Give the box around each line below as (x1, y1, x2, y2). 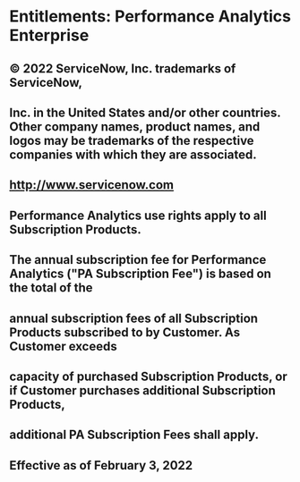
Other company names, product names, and (9, 119, 261, 134)
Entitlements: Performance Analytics (9, 6, 291, 27)
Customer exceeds (9, 338, 118, 354)
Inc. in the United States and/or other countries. (9, 105, 281, 120)
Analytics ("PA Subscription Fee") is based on (9, 266, 271, 282)
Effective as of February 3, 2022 (9, 458, 193, 473)
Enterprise (9, 25, 90, 46)
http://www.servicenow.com (9, 177, 175, 193)
